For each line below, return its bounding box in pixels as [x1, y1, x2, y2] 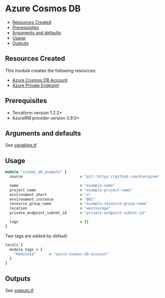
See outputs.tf [5, 288, 34, 293]
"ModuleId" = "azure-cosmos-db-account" [14, 252, 109, 257]
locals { [5, 242, 23, 247]
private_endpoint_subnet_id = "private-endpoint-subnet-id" [9, 210, 146, 216]
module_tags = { [9, 247, 43, 252]
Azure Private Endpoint [12, 82, 59, 88]
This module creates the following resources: [5, 67, 97, 73]
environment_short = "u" [9, 192, 91, 197]
